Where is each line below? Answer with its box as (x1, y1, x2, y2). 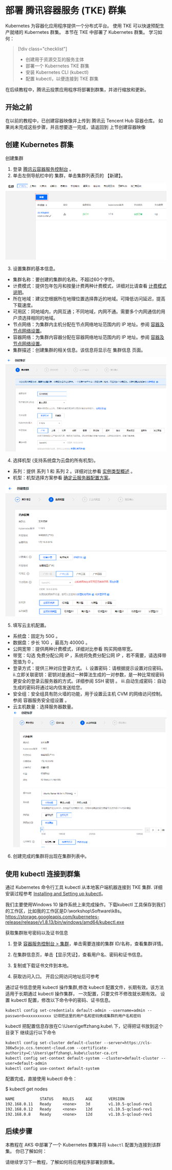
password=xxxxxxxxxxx (5, 1013, 52, 1019)
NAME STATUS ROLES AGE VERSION (5, 1096, 125, 1101)
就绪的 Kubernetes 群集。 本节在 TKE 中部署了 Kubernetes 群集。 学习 (9, 29, 158, 35)
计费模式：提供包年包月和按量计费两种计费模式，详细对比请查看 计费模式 (12, 283, 167, 289)
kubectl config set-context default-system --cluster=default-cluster (5, 1056, 159, 1061)
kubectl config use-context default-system (5, 1066, 100, 1071)
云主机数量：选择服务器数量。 (12, 704, 76, 710)
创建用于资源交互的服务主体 (25, 56, 84, 62)
